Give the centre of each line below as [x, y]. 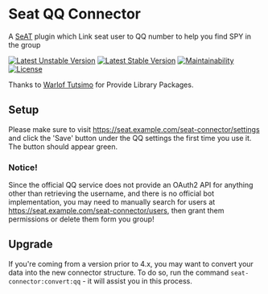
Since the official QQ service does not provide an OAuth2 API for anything [131, 185]
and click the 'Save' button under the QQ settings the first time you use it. [130, 138]
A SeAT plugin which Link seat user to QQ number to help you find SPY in [130, 36]
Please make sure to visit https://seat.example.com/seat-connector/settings [134, 129]
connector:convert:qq [45, 282]
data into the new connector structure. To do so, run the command [119, 272]
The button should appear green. [63, 147]
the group [25, 44]
